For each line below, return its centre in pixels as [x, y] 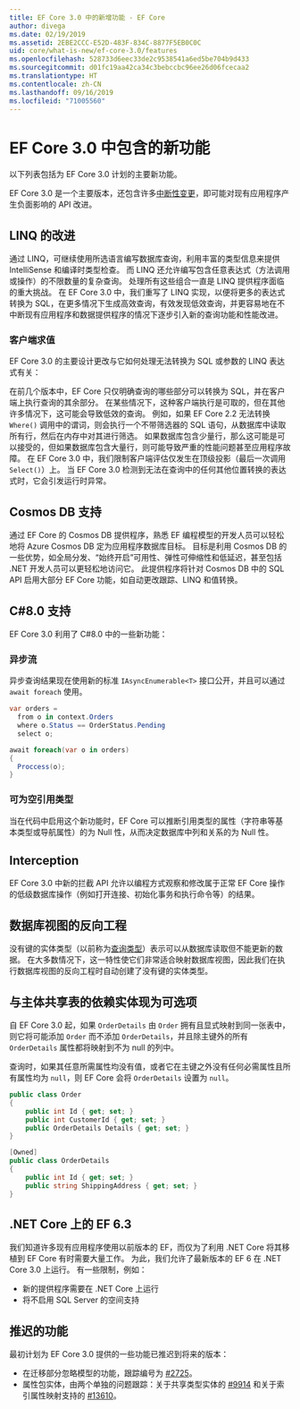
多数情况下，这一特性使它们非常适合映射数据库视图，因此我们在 [160, 960]
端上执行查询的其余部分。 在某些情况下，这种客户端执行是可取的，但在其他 [147, 403]
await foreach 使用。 [48, 692]
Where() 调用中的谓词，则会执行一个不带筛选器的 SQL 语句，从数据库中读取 [148, 425]
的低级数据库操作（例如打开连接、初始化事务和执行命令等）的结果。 [134, 894]
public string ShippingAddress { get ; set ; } [112, 1186]
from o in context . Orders [66, 717]
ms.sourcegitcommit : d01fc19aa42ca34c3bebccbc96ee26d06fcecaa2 [129, 68]
